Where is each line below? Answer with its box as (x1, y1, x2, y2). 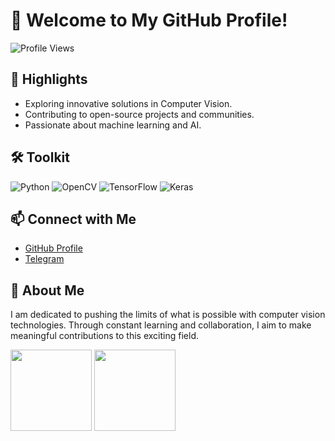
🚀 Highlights (10, 71, 88, 88)
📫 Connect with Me (10, 210, 137, 228)
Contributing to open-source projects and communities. (24, 108, 255, 120)
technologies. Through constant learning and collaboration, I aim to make (10, 319, 312, 331)
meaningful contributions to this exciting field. (10, 330, 199, 342)
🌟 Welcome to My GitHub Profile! (10, 9, 288, 32)
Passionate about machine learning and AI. (24, 119, 202, 131)
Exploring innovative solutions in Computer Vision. (24, 97, 233, 109)
